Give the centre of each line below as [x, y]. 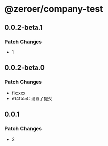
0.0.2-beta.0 [25, 68]
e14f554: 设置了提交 [32, 98]
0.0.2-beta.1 [24, 27]
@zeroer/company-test [54, 9]
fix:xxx [18, 93]
